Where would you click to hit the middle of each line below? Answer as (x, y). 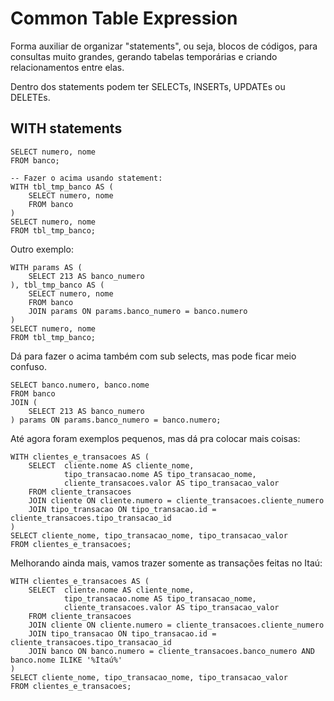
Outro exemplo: (42, 249)
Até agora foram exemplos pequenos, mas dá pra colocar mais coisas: (155, 438)
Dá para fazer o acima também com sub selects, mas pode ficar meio (153, 356)
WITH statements (66, 128)
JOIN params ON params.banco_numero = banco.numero (138, 311)
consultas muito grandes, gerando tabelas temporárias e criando (144, 56)
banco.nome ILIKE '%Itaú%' (66, 660)
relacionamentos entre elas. (67, 67)
